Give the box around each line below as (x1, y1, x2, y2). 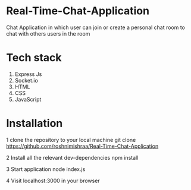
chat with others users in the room (6, 30, 90, 37)
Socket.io (14, 77, 39, 84)
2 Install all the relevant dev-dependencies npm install (6, 154, 139, 161)
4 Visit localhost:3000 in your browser (6, 177, 100, 184)
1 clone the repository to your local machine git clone (6, 136, 136, 143)
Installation (6, 117, 63, 130)
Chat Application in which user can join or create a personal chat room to (6, 24, 186, 31)
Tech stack (6, 51, 62, 65)
